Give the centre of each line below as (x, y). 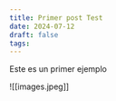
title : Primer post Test (56, 18)
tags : (19, 43)
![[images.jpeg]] (39, 86)
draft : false (34, 35)
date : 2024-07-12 (42, 26)
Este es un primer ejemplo (58, 69)
